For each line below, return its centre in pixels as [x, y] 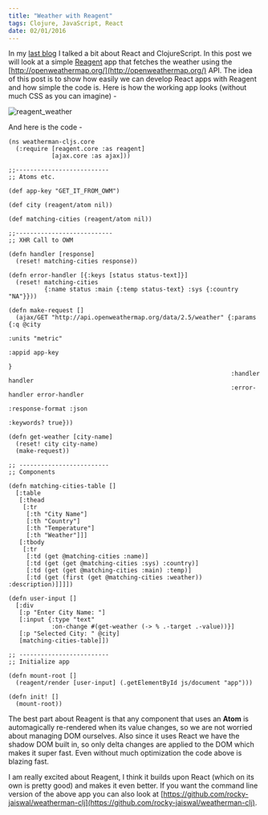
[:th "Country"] [53, 522]
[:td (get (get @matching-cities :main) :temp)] [109, 571]
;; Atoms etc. [32, 177]
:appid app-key [34, 353]
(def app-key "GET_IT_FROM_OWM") [64, 191]
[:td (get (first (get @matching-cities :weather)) [114, 578]
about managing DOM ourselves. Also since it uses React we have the [124, 736]
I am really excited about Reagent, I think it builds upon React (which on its [131, 777]
